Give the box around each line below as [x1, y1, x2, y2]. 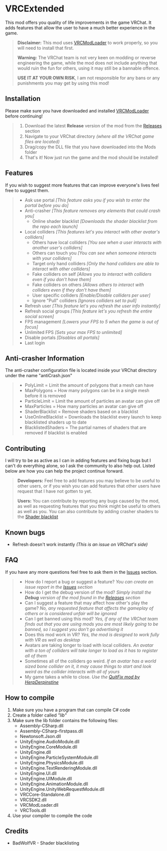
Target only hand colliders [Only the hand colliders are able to [32, 260, 160, 266]
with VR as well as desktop [24, 637, 81, 642]
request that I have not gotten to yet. [17, 488, 92, 494]
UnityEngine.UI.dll [19, 770, 57, 776]
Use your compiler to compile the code [12, 812, 92, 819]
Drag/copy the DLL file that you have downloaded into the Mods [24, 144, 156, 150]
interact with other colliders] [32, 266, 90, 272]
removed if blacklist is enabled [24, 430, 87, 436]
